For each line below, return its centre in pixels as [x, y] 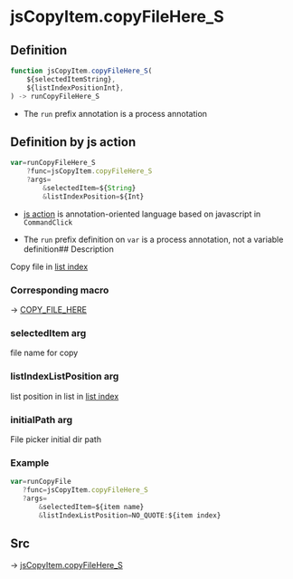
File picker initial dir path [56, 439]
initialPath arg [42, 420]
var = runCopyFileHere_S [53, 163]
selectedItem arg [48, 333]
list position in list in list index [65, 396]
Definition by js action [73, 142]
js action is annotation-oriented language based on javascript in [142, 214]
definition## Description [68, 249]
